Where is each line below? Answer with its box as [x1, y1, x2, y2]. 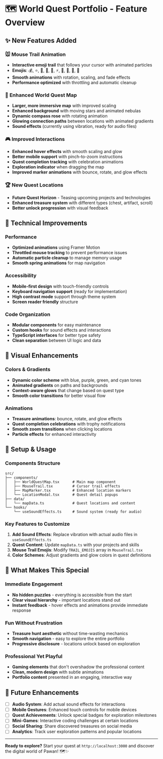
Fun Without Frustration [5, 620, 63, 626]
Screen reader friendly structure [12, 299, 79, 305]
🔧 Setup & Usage [5, 445, 57, 454]
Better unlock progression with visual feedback [12, 205, 108, 211]
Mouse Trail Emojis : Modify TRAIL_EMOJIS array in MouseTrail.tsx [12, 547, 143, 553]
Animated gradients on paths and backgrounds [12, 382, 108, 388]
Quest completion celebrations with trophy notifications [12, 421, 126, 427]
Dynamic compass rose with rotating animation [12, 113, 108, 119]
